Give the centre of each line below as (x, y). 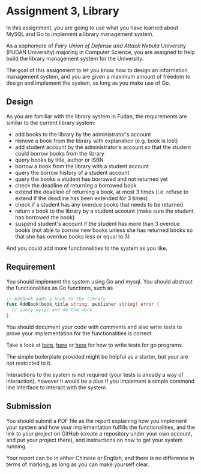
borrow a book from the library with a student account (82, 166)
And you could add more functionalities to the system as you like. (87, 248)
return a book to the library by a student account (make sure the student (104, 211)
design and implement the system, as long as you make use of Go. (88, 83)
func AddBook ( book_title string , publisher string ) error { (83, 305)
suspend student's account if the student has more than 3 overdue (97, 223)
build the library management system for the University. (75, 58)
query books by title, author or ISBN (59, 160)
